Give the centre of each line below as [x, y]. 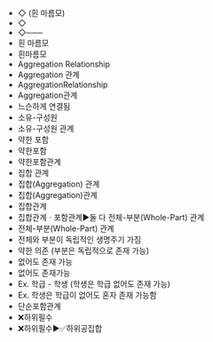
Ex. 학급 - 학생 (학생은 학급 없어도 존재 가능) [94, 284]
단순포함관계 [39, 306]
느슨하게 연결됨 [44, 106]
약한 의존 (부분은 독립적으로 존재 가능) [83, 251]
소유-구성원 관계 [46, 128]
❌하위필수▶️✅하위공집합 [60, 328]
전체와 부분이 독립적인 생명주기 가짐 [79, 239]
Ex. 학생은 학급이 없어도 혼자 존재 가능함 [87, 295]
